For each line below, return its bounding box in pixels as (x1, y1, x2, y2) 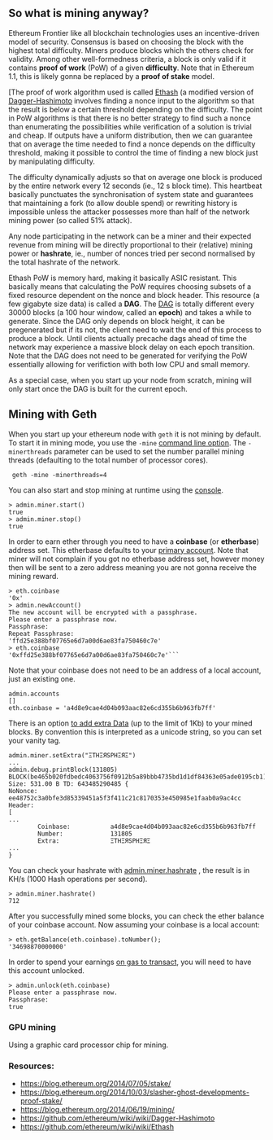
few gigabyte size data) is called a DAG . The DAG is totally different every (8, 299, 254, 309)
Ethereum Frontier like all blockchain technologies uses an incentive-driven (8, 28, 260, 37)
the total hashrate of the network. (8, 256, 120, 267)
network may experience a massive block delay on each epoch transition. (8, 342, 255, 352)
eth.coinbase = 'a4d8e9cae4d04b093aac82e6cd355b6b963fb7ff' (8, 704, 217, 712)
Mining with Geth (8, 407, 97, 422)
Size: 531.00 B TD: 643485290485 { (8, 779, 129, 788)
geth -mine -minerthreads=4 (11, 471, 107, 479)
